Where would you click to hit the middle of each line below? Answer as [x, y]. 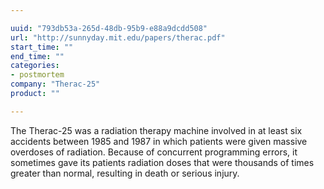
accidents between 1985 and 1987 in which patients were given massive [159, 141]
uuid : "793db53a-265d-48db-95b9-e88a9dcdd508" [109, 28]
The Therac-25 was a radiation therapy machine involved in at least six [156, 130]
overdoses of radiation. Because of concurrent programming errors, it [154, 152]
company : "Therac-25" [55, 84]
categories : [35, 66]
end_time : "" [37, 56]
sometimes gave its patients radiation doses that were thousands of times [162, 162]
